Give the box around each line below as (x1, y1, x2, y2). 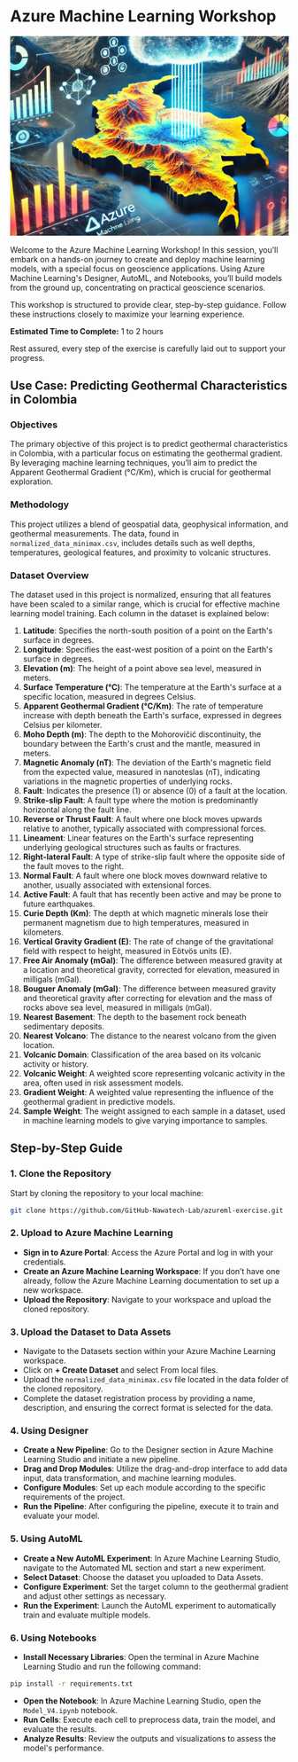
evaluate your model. (22, 1510, 100, 1522)
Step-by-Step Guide (10, 1141, 123, 1156)
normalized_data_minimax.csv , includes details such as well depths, (10, 537, 256, 548)
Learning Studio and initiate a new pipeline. (22, 1454, 180, 1465)
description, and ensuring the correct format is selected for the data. (22, 1403, 273, 1414)
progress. (10, 352, 45, 363)
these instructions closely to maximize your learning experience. (10, 309, 246, 319)
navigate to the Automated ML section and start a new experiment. (22, 1562, 266, 1573)
